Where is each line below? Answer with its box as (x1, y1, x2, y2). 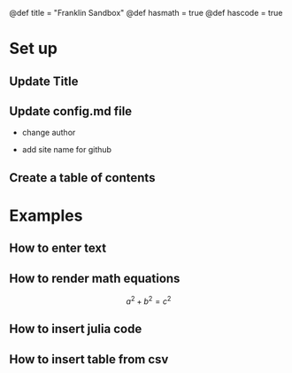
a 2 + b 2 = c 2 (126, 294, 172, 307)
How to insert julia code (9, 322, 142, 337)
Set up (9, 39, 58, 58)
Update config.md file (9, 104, 133, 119)
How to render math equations (9, 270, 181, 286)
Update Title (9, 74, 79, 89)
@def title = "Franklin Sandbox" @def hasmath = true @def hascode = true (9, 8, 283, 18)
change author (21, 128, 76, 138)
